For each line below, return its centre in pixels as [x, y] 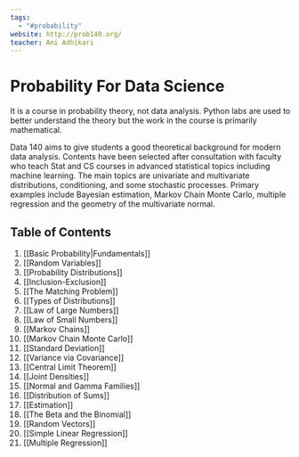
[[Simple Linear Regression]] [75, 433]
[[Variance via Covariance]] [73, 358]
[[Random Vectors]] [59, 424]
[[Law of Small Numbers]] [70, 320]
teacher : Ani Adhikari [52, 42]
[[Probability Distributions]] [73, 272]
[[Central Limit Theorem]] [69, 367]
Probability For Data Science [117, 86]
